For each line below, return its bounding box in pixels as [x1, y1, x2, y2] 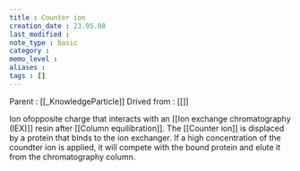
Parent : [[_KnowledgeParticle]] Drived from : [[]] [9, 96, 190, 107]
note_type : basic [9, 38, 78, 47]
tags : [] [9, 72, 47, 81]
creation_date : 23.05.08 [9, 21, 106, 30]
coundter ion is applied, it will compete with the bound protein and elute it [9, 141, 280, 152]
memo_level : [9, 55, 58, 64]
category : [9, 47, 50, 56]
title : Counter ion [9, 13, 87, 22]
